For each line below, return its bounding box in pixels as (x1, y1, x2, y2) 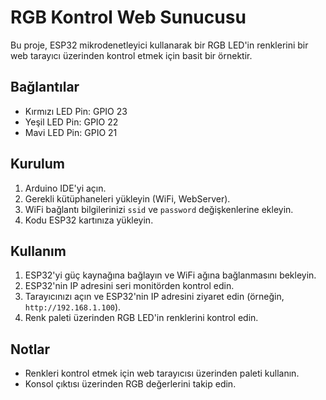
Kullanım (10, 242, 67, 260)
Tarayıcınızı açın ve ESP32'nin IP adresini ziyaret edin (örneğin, (24, 291, 285, 303)
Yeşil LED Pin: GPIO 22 (24, 116, 119, 128)
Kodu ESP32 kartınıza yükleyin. (24, 214, 154, 226)
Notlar (10, 341, 51, 358)
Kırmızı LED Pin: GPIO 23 (24, 105, 128, 117)
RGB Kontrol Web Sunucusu (10, 6, 247, 29)
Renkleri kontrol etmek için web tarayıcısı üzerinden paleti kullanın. (24, 367, 300, 380)
